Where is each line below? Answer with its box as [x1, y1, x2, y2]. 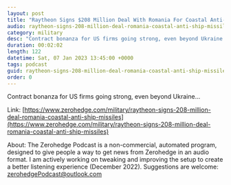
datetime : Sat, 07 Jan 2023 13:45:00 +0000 [7, 55, 134, 62]
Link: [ [7, 106, 25, 114]
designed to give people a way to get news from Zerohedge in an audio [7, 148, 210, 156]
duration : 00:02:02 [7, 42, 63, 49]
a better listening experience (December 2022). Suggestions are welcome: [7, 162, 219, 171]
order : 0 [7, 73, 32, 81]
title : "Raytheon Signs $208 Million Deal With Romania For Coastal [7, 16, 208, 23]
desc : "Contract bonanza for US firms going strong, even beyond [7, 36, 198, 42]
